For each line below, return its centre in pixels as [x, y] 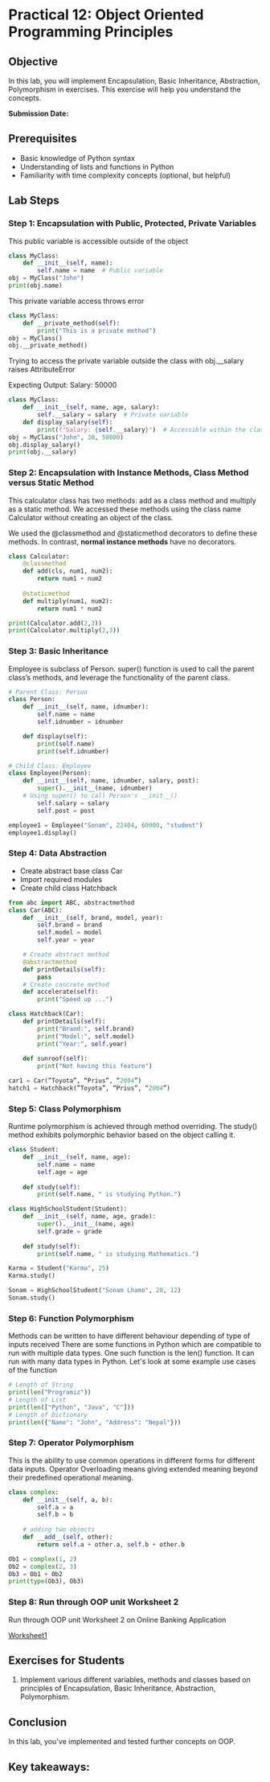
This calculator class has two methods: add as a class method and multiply [133, 500]
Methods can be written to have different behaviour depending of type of [129, 1336]
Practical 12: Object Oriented [106, 15]
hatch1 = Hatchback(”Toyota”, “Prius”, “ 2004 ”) [90, 1088]
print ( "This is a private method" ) [97, 331]
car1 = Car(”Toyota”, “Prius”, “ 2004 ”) [75, 1081]
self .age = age [63, 1172]
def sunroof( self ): [55, 1059]
